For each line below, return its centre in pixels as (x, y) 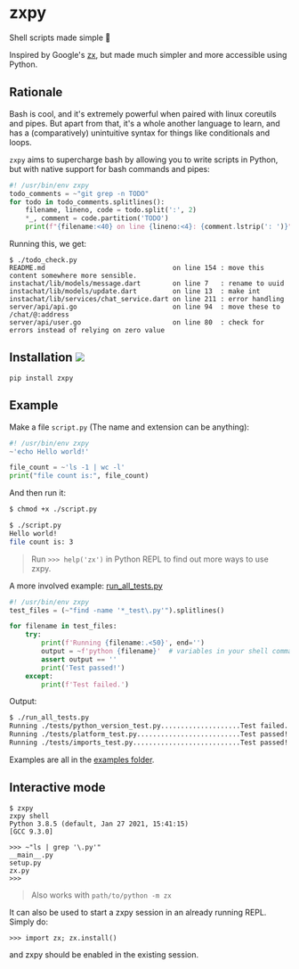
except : (39, 676)
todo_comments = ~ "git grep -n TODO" (79, 193)
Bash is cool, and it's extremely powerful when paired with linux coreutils (143, 113)
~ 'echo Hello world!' (49, 452)
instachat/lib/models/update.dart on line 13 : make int (135, 292)
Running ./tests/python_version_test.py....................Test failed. (149, 726)
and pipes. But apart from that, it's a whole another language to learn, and (145, 123)
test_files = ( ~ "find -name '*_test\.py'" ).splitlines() (117, 610)
